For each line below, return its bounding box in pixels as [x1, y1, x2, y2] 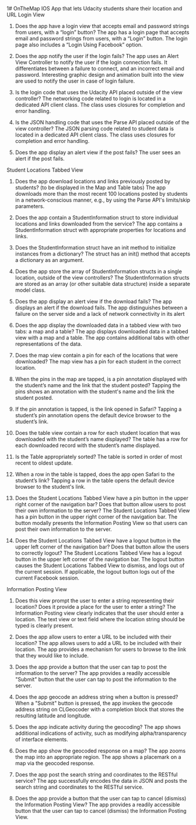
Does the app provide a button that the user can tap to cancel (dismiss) [15, 795, 187, 802]
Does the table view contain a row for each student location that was [15, 429, 180, 436]
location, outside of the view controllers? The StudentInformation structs [15, 274, 190, 281]
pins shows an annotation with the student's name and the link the [15, 388, 174, 395]
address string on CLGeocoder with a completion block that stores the [15, 706, 184, 712]
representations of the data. [15, 340, 82, 347]
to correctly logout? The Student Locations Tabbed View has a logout [15, 550, 183, 556]
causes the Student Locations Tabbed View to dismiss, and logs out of [15, 562, 185, 569]
